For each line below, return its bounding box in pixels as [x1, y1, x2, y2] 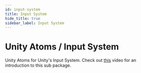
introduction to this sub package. [5, 62, 72, 68]
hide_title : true [5, 16, 40, 21]
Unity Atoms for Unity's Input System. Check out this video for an [5, 58, 137, 63]
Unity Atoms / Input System [5, 42, 119, 52]
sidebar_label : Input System [5, 20, 64, 26]
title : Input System [5, 12, 47, 16]
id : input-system [5, 7, 40, 12]
